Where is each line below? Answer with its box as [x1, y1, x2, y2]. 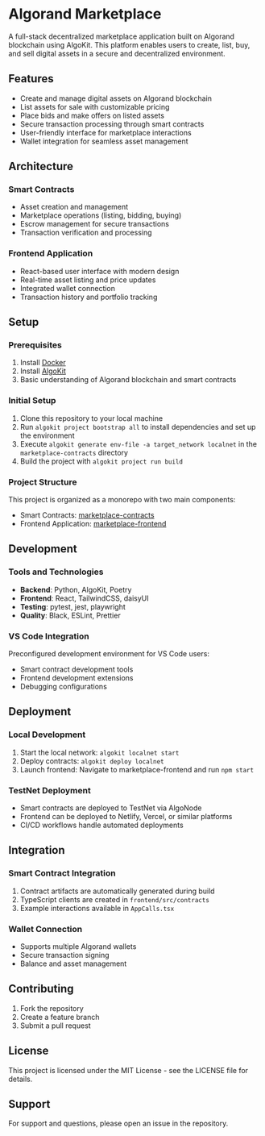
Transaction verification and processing [19, 227, 152, 238]
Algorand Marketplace [8, 5, 162, 23]
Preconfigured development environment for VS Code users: [8, 649, 209, 658]
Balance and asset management [19, 959, 127, 968]
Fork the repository [19, 1003, 85, 1013]
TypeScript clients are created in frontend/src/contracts [19, 894, 209, 904]
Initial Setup [8, 395, 56, 406]
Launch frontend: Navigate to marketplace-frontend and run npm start [19, 764, 255, 774]
